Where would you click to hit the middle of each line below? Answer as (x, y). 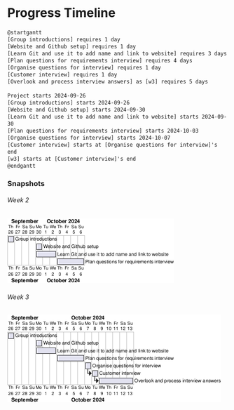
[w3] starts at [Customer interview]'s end (72, 159)
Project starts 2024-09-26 (47, 95)
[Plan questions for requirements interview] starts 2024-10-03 (103, 131)
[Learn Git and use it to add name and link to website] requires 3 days (117, 53)
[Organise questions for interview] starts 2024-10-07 (89, 138)
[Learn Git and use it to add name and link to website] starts (103, 117)
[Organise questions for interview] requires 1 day (84, 67)
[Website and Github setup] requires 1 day (72, 46)
